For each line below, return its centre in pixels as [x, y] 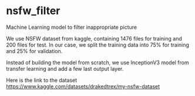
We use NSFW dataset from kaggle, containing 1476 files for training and [94, 38]
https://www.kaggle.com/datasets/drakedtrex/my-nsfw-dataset [83, 86]
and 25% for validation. [34, 51]
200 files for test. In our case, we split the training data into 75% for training [98, 45]
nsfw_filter [33, 11]
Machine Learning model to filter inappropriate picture [71, 27]
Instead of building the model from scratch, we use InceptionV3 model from [97, 62]
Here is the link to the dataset [42, 80]
